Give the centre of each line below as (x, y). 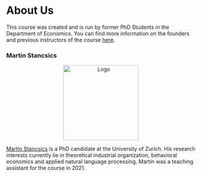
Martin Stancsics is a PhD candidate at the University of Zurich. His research (101, 149)
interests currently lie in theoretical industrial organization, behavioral (92, 155)
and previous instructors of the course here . (61, 40)
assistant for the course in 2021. (46, 168)
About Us (30, 11)
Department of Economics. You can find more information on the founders (98, 33)
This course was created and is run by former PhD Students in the (88, 27)
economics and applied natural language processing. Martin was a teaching (100, 162)
